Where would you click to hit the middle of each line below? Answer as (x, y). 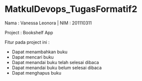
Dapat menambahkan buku (40, 52)
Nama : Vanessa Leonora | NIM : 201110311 (48, 23)
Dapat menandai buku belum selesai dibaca (57, 68)
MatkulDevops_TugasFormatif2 (71, 9)
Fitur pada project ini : (27, 42)
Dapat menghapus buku (37, 73)
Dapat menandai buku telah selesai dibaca (55, 62)
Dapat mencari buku (33, 57)
